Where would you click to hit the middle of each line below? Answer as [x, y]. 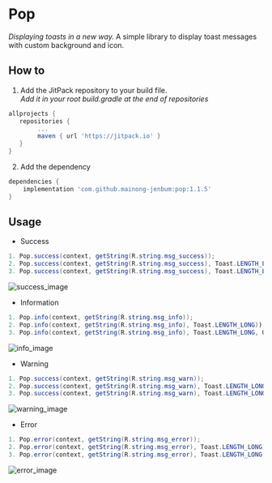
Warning [34, 363]
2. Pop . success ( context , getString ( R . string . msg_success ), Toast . [123, 264]
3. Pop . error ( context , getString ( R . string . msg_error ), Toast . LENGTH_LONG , [137, 455]
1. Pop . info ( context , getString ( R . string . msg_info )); [101, 318]
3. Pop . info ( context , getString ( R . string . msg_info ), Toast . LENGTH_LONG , [134, 332]
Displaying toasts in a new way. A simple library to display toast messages [133, 36]
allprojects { [32, 113]
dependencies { [34, 182]
